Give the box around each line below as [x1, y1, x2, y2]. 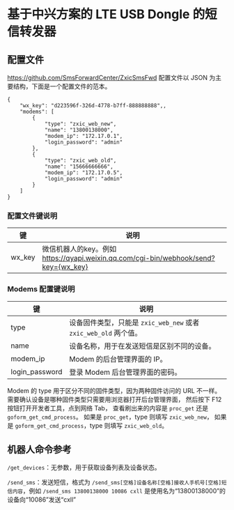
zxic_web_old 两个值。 [69, 328, 142, 338]
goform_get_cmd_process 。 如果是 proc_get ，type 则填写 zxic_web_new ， [7, 412, 213, 421]
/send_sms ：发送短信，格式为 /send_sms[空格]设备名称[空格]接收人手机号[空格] [7, 478, 222, 486]
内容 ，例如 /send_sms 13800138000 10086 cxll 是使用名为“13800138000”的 [12, 487, 226, 495]
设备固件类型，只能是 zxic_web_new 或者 [69, 318, 200, 327]
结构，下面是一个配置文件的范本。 [13, 82, 111, 91]
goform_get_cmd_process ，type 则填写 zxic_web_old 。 [15, 421, 169, 429]
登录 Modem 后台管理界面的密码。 [69, 367, 182, 377]
